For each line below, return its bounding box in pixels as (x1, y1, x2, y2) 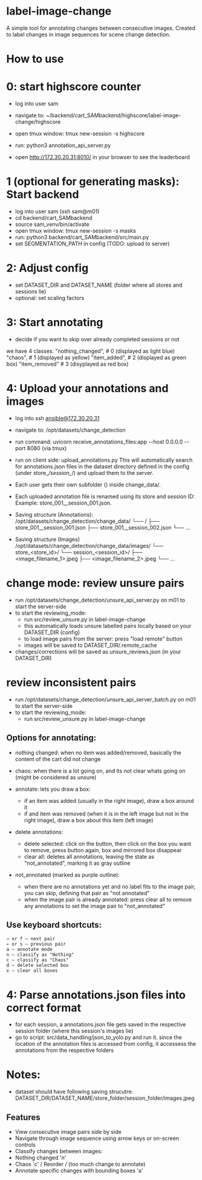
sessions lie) (15, 287, 47, 295)
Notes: (6, 1068, 41, 1082)
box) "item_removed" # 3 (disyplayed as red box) (6, 360, 129, 367)
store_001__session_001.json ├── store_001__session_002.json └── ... (15, 523, 191, 531)
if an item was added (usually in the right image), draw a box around (24, 797, 194, 804)
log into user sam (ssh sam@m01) (15, 208, 100, 215)
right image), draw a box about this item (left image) (24, 816, 154, 824)
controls (15, 1141, 36, 1148)
